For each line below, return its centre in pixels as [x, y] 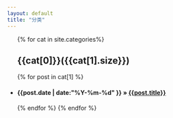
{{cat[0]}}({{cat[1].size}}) [73, 60]
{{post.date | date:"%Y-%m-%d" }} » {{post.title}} [91, 92]
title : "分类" [26, 20]
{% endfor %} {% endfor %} [57, 108]
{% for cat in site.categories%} [61, 39]
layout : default [30, 13]
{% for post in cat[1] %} [50, 77]
